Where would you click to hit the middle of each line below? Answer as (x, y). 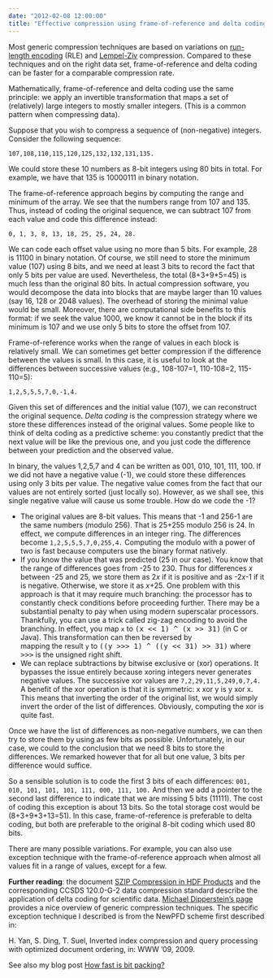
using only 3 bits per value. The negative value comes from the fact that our (135, 483)
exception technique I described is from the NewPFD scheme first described (136, 916)
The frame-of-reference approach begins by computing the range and (126, 193)
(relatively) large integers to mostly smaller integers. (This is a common (127, 106)
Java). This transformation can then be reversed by (106, 637)
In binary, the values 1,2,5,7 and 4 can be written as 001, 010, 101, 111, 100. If (135, 466)
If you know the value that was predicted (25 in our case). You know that (142, 559)
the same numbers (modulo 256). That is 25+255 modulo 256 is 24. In (137, 524)
